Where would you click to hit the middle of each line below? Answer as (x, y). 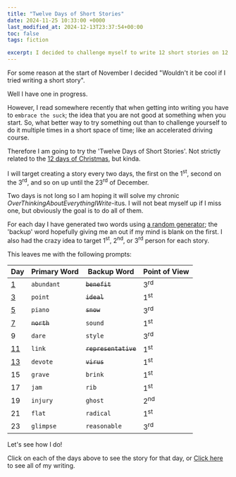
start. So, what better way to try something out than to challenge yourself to (117, 123)
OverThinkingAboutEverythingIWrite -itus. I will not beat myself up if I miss (114, 203)
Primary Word (55, 271)
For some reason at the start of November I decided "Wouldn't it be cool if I (117, 73)
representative (111, 349)
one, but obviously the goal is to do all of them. (75, 211)
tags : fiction (28, 40)
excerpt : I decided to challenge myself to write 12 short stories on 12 (118, 53)
